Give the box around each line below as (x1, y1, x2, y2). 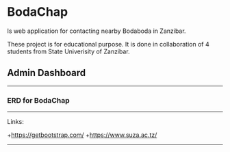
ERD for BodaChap (7, 95, 70, 105)
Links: (7, 118, 24, 126)
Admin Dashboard (7, 67, 86, 79)
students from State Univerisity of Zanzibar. (7, 47, 130, 55)
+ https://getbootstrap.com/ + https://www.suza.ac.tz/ (7, 131, 157, 139)
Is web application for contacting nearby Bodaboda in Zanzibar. (7, 27, 186, 35)
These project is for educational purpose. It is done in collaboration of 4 (7, 40, 210, 48)
